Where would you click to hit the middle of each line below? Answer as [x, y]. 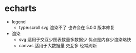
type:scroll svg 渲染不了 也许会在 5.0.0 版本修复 [67, 27]
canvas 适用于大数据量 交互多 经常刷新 [58, 45]
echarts [21, 8]
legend [19, 22]
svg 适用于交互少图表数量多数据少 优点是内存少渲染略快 [75, 40]
